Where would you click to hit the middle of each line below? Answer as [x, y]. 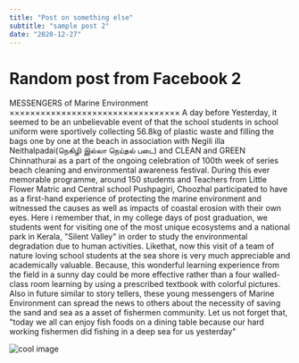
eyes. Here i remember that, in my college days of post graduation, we [138, 218]
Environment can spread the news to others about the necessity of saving [145, 303]
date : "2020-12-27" [46, 34]
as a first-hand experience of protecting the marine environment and [135, 198]
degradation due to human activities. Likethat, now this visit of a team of [142, 246]
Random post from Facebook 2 [125, 78]
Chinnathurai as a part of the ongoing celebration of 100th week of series [144, 161]
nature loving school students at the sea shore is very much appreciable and [150, 256]
